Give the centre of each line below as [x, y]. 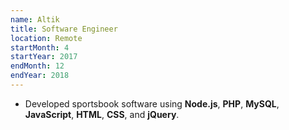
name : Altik [35, 19]
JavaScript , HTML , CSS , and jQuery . [102, 114]
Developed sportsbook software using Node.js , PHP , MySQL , [152, 103]
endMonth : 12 [37, 66]
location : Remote [46, 38]
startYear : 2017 [44, 57]
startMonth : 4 [40, 47]
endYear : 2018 [40, 76]
